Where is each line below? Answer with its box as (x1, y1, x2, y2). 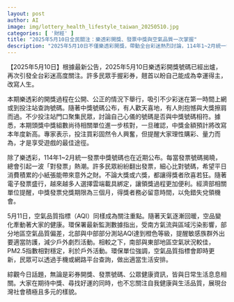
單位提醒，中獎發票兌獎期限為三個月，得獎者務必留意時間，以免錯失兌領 (7, 188, 214, 196)
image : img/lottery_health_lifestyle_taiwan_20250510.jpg (7, 23, 179, 30)
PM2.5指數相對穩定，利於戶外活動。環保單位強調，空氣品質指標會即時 (7, 247, 209, 255)
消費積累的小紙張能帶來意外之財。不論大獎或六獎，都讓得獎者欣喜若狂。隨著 (7, 171, 227, 179)
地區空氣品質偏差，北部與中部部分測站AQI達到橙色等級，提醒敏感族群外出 (13, 229, 225, 237)
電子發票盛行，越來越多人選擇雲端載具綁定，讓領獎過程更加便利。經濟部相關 (7, 179, 227, 188)
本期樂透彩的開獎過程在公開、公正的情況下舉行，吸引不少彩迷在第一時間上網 (7, 95, 227, 103)
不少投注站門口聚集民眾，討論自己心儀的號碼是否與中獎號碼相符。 (25, 112, 214, 121)
